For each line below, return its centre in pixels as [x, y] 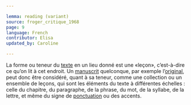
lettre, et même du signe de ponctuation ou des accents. [74, 96]
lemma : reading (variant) [37, 16]
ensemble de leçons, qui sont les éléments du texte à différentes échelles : [95, 84]
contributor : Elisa [30, 38]
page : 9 [15, 27]
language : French [27, 32]
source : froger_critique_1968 [43, 22]
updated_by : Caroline [32, 44]
